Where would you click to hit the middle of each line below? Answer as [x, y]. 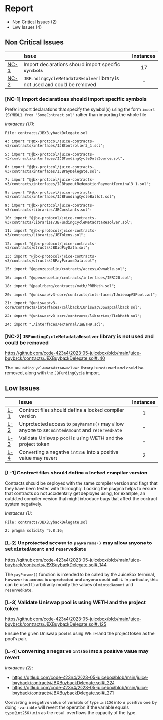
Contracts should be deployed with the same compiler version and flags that [81, 483]
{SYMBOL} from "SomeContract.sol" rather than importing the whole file [76, 115]
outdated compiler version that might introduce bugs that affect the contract [81, 499]
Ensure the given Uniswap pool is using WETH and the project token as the [80, 634]
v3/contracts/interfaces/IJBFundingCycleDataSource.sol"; [65, 158]
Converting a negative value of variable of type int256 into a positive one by [81, 702]
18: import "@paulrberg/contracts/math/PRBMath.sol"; [61, 286]
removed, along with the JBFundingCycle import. [53, 373]
